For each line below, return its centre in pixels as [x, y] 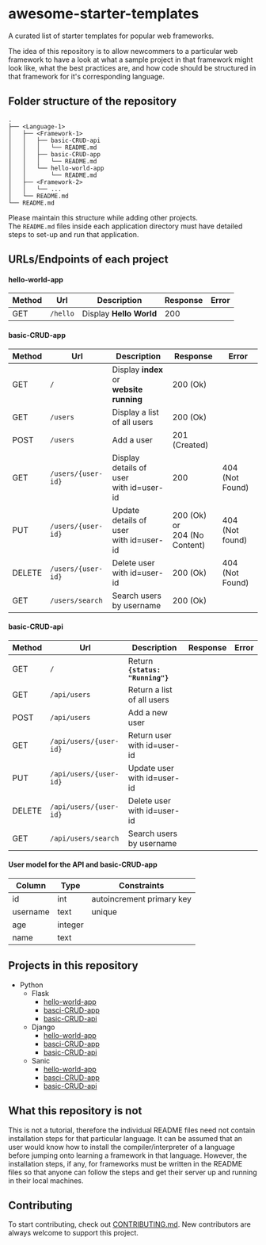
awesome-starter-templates [104, 14]
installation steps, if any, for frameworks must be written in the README [125, 1163]
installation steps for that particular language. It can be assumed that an [125, 1138]
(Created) [190, 445]
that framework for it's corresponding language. [86, 76]
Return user [150, 735]
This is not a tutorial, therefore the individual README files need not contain [132, 1130]
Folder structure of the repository [92, 101]
